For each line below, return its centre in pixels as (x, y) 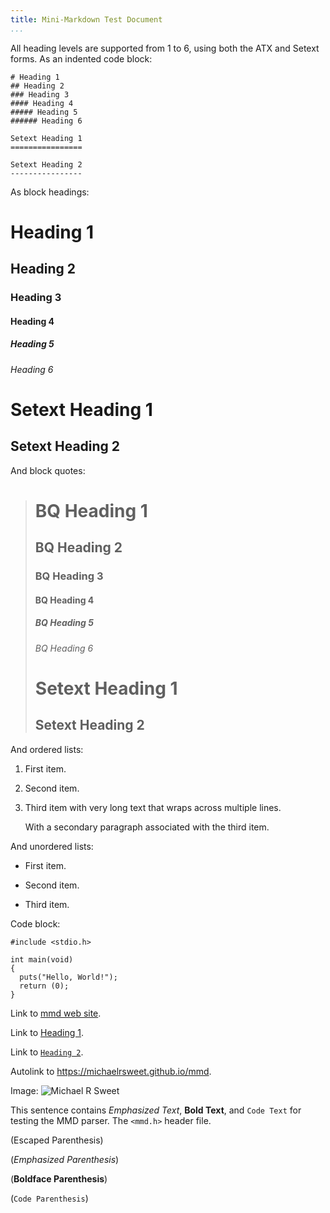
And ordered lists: (47, 749)
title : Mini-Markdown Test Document (86, 19)
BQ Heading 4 (64, 600)
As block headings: (50, 192)
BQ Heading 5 (64, 623)
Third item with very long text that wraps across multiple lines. (153, 807)
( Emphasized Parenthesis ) (65, 1159)
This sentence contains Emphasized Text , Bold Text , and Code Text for (156, 1110)
